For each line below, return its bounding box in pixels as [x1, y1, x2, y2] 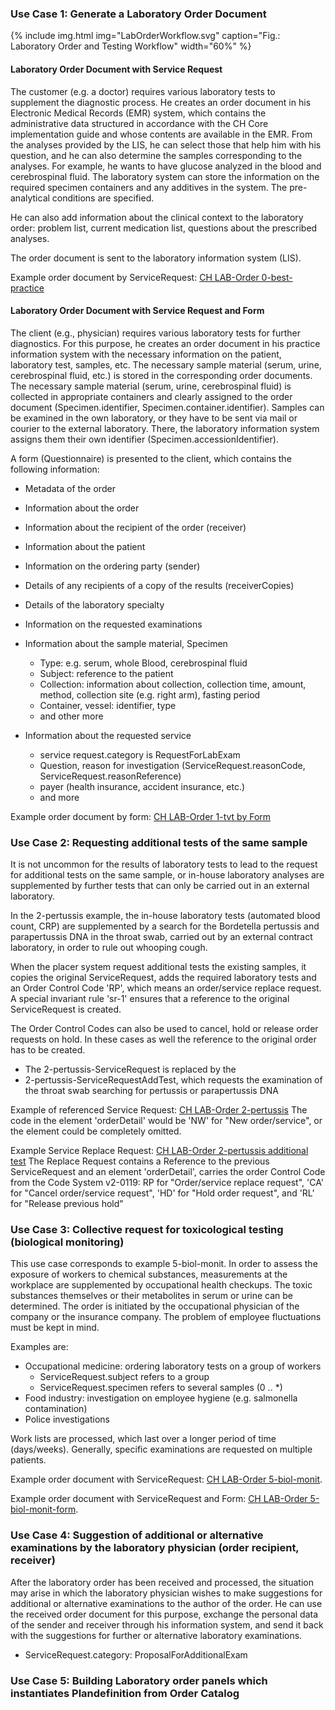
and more [39, 791, 80, 803]
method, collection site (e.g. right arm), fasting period [39, 688, 261, 701]
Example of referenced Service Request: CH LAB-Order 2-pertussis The [10, 1104, 308, 1116]
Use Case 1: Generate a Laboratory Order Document [10, 7, 267, 21]
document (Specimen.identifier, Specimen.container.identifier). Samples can [10, 401, 325, 413]
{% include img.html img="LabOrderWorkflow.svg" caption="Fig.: [10, 30, 281, 42]
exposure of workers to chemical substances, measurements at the [10, 1268, 288, 1281]
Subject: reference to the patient [39, 667, 174, 679]
